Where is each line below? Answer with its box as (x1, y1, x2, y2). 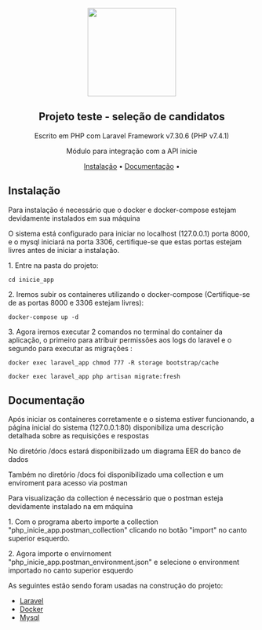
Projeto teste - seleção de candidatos (38, 110, 225, 123)
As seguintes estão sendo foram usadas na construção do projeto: (8, 581, 224, 591)
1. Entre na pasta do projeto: (8, 260, 99, 270)
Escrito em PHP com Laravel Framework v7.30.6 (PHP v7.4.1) (34, 130, 230, 141)
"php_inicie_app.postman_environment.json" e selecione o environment (8, 558, 240, 567)
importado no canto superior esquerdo (8, 566, 133, 575)
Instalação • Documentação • (83, 161, 180, 170)
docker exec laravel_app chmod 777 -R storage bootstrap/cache (8, 358, 220, 367)
